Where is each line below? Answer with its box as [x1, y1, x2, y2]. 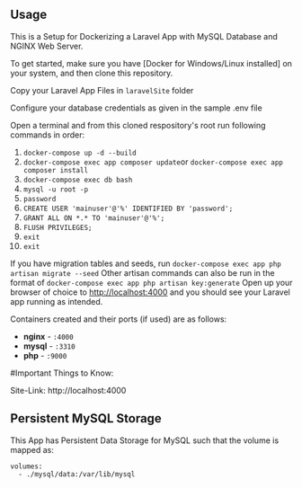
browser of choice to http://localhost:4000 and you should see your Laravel [10, 287, 290, 297]
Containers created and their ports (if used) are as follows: [10, 314, 227, 324]
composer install [22, 165, 89, 174]
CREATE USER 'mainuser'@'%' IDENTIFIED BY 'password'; [22, 204, 234, 213]
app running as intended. [10, 296, 103, 306]
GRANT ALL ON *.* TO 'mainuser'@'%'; [22, 213, 165, 223]
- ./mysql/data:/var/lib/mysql [18, 469, 136, 479]
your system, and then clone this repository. [10, 67, 173, 78]
